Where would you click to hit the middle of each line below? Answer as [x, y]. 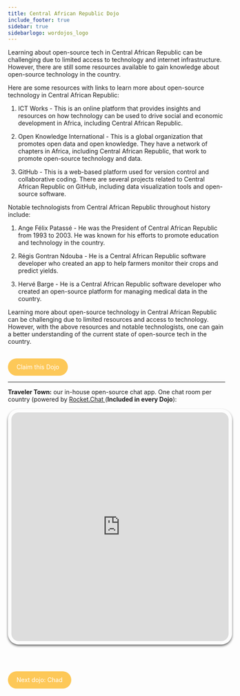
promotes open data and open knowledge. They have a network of [112, 144]
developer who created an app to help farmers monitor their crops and [118, 264]
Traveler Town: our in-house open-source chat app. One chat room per [110, 392]
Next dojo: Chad [40, 680]
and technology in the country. [61, 243]
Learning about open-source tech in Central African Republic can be [105, 52]
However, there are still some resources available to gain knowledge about [113, 67]
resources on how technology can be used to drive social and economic [120, 116]
